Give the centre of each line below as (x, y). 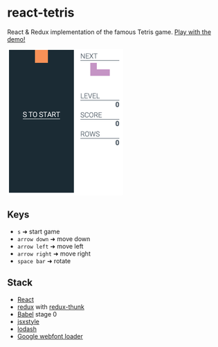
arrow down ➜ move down (54, 239)
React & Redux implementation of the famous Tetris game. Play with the (109, 32)
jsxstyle (28, 321)
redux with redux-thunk (51, 307)
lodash (27, 329)
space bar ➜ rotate (44, 260)
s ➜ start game (38, 231)
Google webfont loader (50, 336)
